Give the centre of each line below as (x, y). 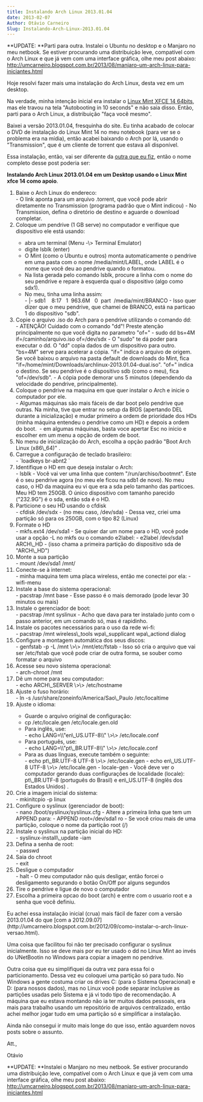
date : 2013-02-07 (29, 17)
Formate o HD (33, 525)
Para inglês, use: (45, 729)
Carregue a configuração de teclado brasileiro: (73, 454)
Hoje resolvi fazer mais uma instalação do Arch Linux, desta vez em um (95, 83)
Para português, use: (51, 742)
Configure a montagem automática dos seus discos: (80, 641)
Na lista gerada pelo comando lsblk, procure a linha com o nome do (108, 275)
